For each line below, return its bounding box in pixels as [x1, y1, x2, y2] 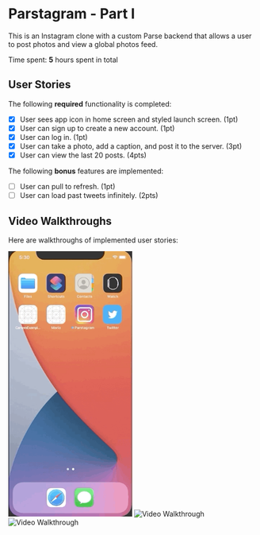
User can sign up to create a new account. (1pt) [19, 123, 175, 133]
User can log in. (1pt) [19, 132, 89, 142]
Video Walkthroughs [8, 214, 113, 227]
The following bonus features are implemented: [8, 166, 164, 176]
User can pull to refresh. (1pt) [19, 182, 116, 192]
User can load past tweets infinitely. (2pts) [19, 191, 159, 200]
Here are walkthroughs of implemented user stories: [8, 235, 178, 245]
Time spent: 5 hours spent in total [8, 55, 119, 64]
